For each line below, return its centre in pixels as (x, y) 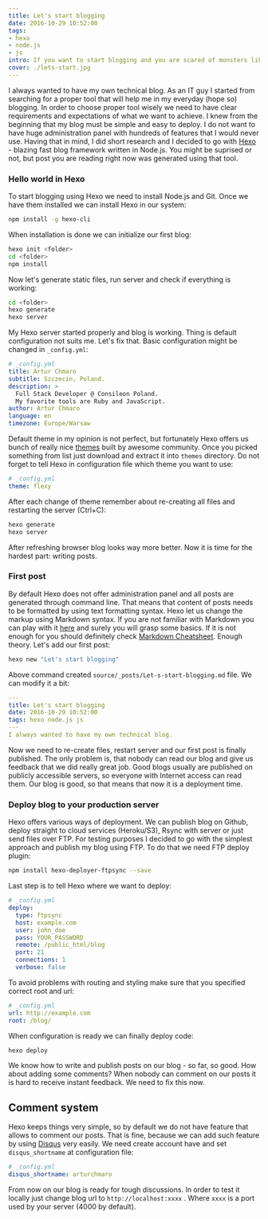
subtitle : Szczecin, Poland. (57, 379)
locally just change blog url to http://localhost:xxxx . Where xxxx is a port (132, 1197)
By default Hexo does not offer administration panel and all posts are (121, 594)
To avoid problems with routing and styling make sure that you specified (127, 982)
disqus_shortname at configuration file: (71, 1152)
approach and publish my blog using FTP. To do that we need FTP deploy (129, 848)
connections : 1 (41, 960)
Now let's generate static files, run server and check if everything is (120, 279)
